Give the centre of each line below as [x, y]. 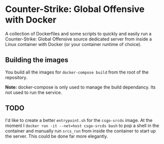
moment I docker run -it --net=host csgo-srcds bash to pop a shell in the [82, 125]
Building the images [37, 60]
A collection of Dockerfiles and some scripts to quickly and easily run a [78, 33]
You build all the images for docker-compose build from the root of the [77, 72]
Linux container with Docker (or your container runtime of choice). [73, 44]
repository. [16, 77]
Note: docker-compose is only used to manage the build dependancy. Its [80, 87]
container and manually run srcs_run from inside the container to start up [80, 130]
